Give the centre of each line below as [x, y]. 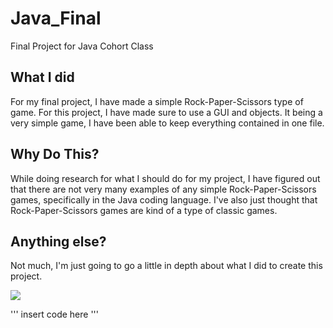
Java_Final [56, 18]
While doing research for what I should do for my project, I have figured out [165, 178]
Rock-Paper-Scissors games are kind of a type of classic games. [144, 210]
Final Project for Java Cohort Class [82, 46]
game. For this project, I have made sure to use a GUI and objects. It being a [166, 112]
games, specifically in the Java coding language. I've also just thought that [164, 199]
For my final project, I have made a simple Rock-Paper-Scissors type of [157, 101]
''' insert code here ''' [54, 314]
